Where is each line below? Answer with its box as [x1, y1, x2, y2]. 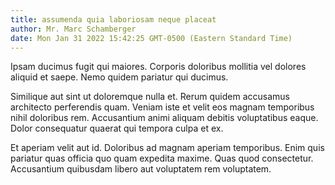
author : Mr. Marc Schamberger [10, 24, 137, 34]
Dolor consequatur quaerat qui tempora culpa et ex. [10, 122, 224, 135]
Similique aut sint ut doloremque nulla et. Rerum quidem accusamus [10, 91, 291, 103]
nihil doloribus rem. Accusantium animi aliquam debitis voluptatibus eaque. [10, 112, 319, 124]
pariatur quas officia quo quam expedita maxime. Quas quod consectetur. [10, 152, 314, 165]
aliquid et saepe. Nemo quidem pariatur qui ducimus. [10, 71, 229, 83]
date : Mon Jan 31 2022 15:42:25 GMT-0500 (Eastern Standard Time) [10, 33, 293, 43]
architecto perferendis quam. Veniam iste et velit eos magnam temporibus [10, 101, 315, 113]
